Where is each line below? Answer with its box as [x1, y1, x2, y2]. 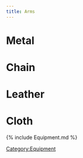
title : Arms [6, 8, 35, 15]
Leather [6, 88, 45, 101]
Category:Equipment [6, 145, 56, 153]
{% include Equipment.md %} [6, 134, 78, 141]
